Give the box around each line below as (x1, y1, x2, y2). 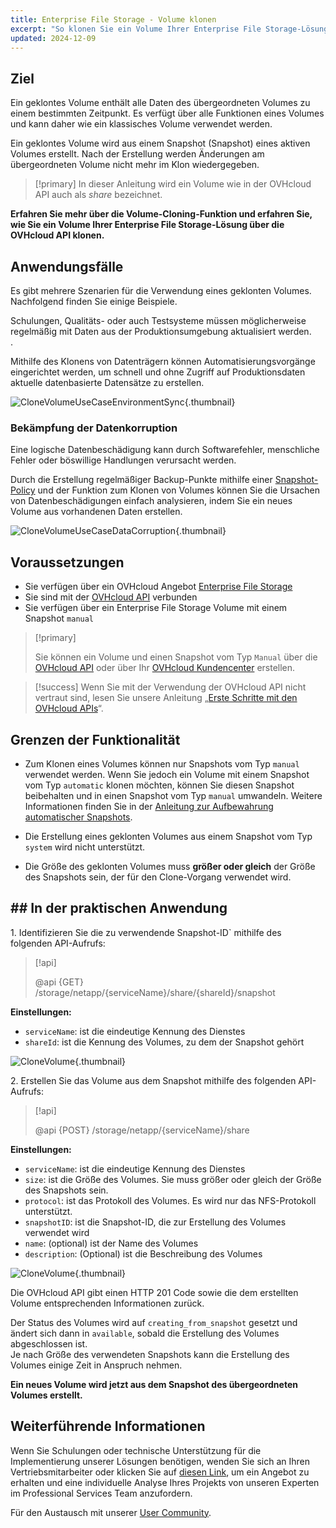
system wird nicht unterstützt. (24, 841, 146, 853)
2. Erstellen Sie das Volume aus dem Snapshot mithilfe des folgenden (10, 1074, 297, 1086)
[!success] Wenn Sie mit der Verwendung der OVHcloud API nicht (34, 681, 307, 693)
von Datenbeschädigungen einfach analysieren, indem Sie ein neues (10, 495, 293, 507)
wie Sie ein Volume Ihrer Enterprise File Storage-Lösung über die (10, 219, 285, 231)
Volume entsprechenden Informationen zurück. (10, 1297, 205, 1309)
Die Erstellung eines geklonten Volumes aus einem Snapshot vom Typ (24, 830, 313, 842)
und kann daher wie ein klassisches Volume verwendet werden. (10, 118, 273, 130)
